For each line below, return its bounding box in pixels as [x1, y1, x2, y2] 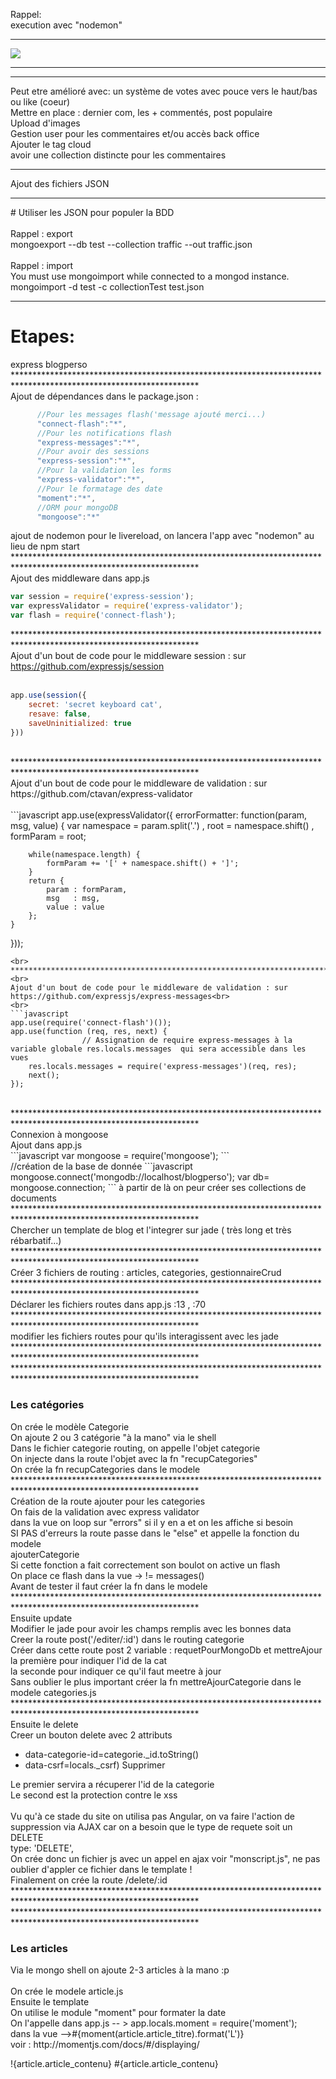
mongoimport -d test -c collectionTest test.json [10, 281, 205, 293]
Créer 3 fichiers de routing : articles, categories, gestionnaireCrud [10, 1267, 282, 1279]
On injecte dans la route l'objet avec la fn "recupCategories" [10, 1452, 258, 1464]
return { [28, 876, 65, 886]
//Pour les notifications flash [36, 428, 172, 438]
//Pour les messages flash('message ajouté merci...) [36, 409, 267, 419]
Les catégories [10, 1398, 85, 1412]
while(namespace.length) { [28, 850, 141, 860]
